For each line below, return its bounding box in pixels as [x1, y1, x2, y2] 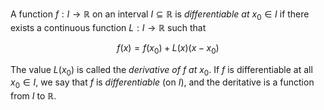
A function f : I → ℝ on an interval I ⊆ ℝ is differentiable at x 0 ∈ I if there [10, 8, 310, 22]
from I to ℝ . [10, 90, 57, 102]
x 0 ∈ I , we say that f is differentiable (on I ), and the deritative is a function [10, 76, 315, 91]
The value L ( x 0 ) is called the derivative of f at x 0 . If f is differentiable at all [10, 63, 313, 78]
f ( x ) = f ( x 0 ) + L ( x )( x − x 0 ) [116, 41, 220, 56]
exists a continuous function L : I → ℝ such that [10, 21, 207, 33]
